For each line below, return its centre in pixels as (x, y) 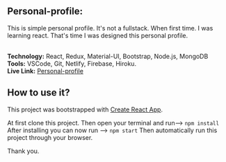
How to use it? (39, 93)
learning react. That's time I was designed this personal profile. (98, 35)
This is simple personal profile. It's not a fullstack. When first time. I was (110, 28)
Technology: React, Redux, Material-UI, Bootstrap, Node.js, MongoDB (108, 56)
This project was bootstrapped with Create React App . (85, 109)
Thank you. (23, 151)
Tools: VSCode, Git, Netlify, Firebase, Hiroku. (72, 63)
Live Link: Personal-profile (45, 71)
